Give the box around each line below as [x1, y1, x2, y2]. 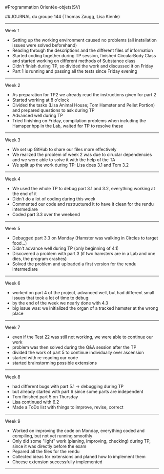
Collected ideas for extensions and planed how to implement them [12, 454, 145, 459]
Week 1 [5, 28, 20, 33]
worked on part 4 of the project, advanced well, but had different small [12, 290, 155, 295]
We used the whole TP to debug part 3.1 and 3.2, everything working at [12, 186, 155, 191]
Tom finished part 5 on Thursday [12, 394, 78, 400]
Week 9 [5, 418, 20, 424]
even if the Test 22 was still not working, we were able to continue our [12, 334, 153, 340]
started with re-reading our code [12, 355, 78, 361]
